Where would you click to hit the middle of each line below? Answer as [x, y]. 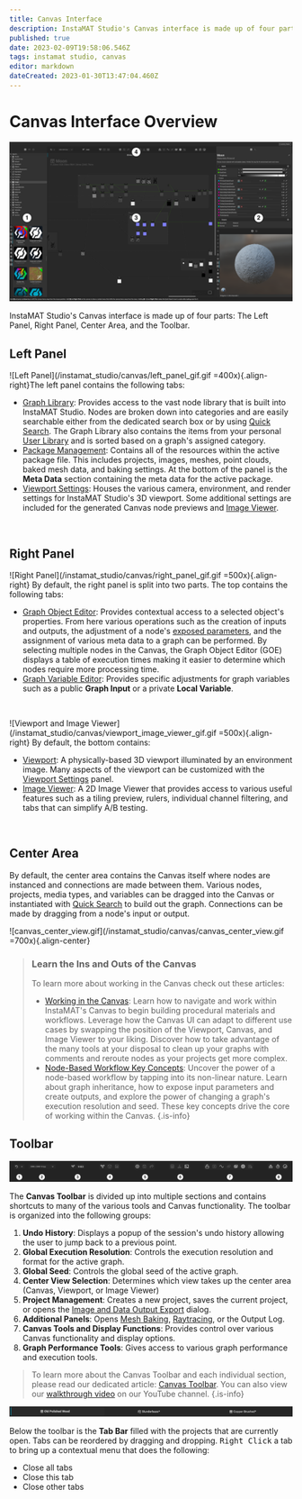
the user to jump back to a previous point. [99, 1242]
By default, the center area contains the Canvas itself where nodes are [140, 875]
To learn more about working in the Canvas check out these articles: [158, 984]
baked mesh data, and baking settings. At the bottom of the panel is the [155, 469]
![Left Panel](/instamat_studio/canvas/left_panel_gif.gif [110, 376]
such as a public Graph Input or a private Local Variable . [128, 688]
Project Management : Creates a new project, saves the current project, [155, 1299]
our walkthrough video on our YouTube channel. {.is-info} [138, 1394]
